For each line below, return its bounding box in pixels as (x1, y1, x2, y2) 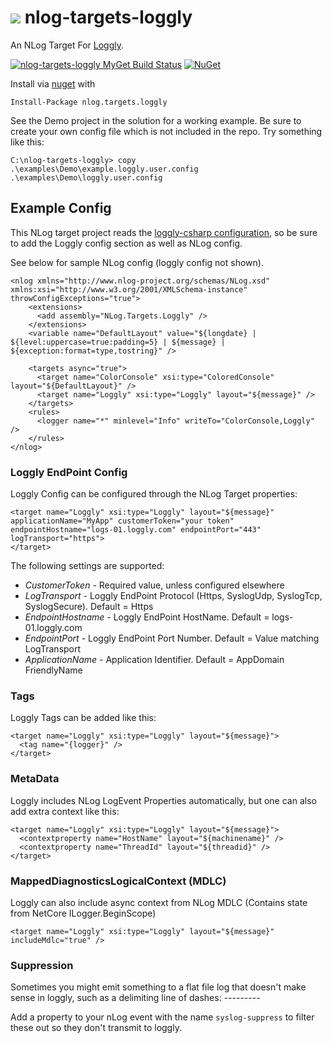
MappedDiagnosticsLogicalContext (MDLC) (10, 874, 227, 888)
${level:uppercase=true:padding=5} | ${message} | (10, 337, 226, 347)
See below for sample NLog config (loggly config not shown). (10, 256, 264, 268)
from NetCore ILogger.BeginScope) (10, 907, 157, 919)
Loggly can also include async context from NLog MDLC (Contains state (10, 896, 308, 908)
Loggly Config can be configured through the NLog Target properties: (10, 488, 298, 500)
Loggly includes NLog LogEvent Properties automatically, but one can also (10, 794, 317, 806)
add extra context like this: (10, 805, 120, 817)
